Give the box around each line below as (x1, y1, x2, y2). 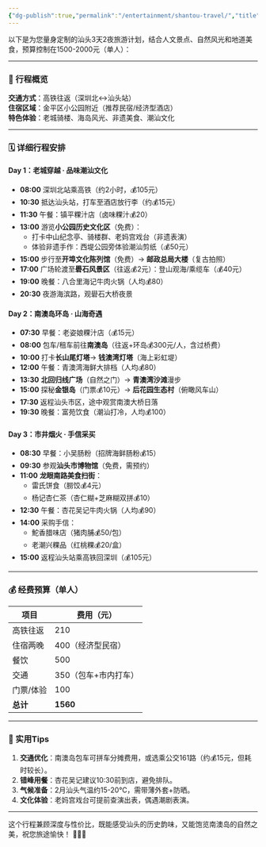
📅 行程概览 (8, 73, 49, 84)
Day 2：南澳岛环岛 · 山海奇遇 (8, 309, 103, 318)
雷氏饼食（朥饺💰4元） (31, 481, 106, 491)
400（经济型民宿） (54, 640, 126, 651)
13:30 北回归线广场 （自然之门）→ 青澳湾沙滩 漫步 (19, 375, 182, 385)
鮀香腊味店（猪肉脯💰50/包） (31, 528, 127, 537)
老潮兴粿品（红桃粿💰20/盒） (31, 541, 127, 550)
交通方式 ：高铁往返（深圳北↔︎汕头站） (8, 93, 136, 102)
